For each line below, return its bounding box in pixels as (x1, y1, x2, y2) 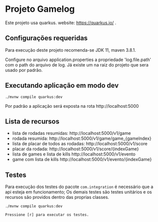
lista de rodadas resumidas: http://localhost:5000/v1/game (12, 130, 131, 136)
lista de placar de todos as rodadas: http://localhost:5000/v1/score (12, 141, 148, 147)
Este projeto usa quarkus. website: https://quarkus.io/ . (5, 20, 117, 26)
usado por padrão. (5, 67, 43, 73)
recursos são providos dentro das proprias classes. (5, 194, 109, 200)
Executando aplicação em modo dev (5, 81, 119, 90)
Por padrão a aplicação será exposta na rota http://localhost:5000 (5, 103, 139, 109)
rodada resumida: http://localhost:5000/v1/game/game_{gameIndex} (12, 135, 152, 141)
